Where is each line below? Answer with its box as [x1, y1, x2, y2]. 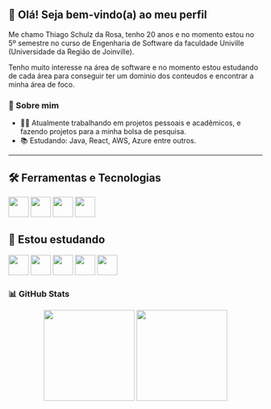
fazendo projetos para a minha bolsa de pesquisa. [19, 127, 187, 137]
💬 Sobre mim [8, 99, 59, 111]
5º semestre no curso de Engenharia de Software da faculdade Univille [8, 38, 244, 48]
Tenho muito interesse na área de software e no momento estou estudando [8, 62, 259, 72]
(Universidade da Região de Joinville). [8, 46, 135, 57]
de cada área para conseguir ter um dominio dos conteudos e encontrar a [8, 70, 254, 81]
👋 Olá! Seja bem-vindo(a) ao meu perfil [8, 8, 207, 22]
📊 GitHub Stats [8, 288, 70, 299]
